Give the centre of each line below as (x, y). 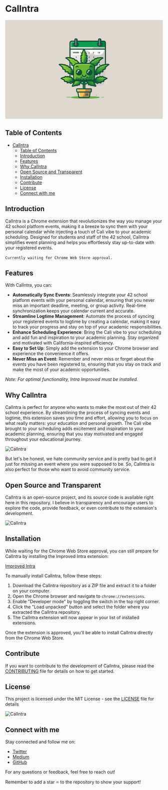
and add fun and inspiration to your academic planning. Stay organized (85, 337)
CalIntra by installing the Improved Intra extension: (57, 556)
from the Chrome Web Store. (35, 638)
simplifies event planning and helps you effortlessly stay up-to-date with (80, 242)
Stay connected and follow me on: (40, 742)
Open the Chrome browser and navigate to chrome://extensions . (79, 596)
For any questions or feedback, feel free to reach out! (60, 772)
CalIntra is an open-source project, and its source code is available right (79, 497)
